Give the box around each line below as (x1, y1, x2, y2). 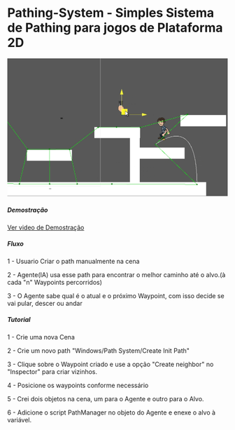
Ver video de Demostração (7, 223, 85, 232)
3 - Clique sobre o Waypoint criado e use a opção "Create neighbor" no (7, 360, 214, 369)
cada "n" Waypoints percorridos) (7, 278, 103, 287)
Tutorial (7, 315, 31, 323)
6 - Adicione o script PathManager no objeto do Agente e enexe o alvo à (7, 408, 215, 417)
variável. (7, 416, 32, 424)
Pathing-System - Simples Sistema (7, 5, 215, 21)
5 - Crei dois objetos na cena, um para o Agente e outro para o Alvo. (7, 395, 204, 403)
